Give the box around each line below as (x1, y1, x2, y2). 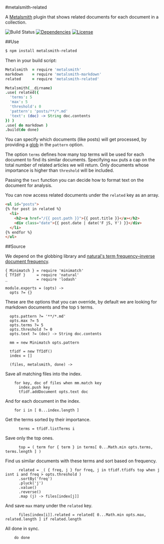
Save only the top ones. (5, 435, 54, 441)
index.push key (18, 385, 50, 390)
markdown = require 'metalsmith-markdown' (5, 72, 101, 77)
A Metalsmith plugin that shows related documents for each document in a (5, 14, 159, 20)
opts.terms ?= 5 (9, 323, 43, 328)
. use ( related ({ (5, 90, 39, 95)
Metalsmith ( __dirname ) (5, 85, 52, 91)
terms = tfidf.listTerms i (18, 426, 75, 431)
